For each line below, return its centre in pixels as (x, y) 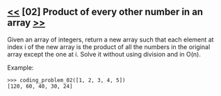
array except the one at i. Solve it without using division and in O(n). (104, 54)
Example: (21, 67)
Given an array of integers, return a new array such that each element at (110, 39)
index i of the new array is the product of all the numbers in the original (109, 47)
